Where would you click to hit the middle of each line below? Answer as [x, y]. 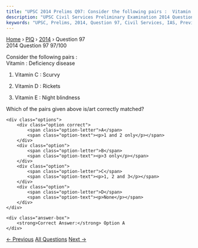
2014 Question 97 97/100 [37, 45]
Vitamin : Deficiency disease [41, 63]
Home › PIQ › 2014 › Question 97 [46, 40]
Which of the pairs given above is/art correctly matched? [75, 109]
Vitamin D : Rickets [37, 86]
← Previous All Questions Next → [46, 239]
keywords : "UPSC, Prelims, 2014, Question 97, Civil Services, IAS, [92, 22]
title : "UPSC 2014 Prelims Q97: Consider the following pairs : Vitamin [99, 12]
